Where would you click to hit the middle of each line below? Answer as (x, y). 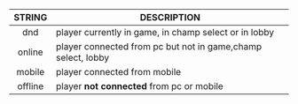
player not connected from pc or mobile (140, 86)
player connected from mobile (119, 72)
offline (31, 86)
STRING (31, 17)
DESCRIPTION (170, 17)
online (30, 52)
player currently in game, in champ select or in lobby (165, 32)
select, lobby (82, 58)
